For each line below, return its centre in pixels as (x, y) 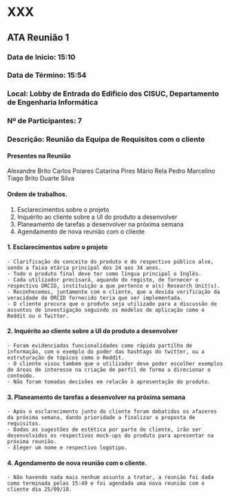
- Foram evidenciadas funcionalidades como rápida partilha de (100, 346)
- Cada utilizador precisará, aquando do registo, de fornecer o (103, 279)
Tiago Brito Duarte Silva (41, 178)
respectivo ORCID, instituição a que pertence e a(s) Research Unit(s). (114, 286)
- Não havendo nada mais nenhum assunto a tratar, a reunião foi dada (111, 478)
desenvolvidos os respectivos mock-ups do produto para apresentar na (111, 436)
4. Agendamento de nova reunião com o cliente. (77, 463)
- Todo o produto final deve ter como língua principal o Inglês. (104, 274)
